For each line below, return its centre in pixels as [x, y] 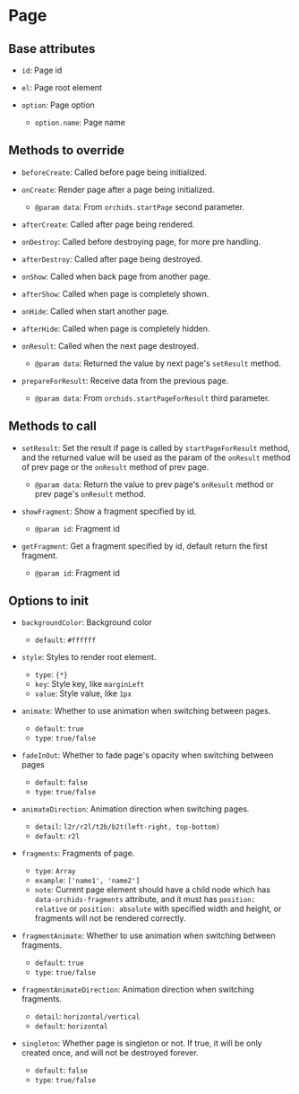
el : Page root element [61, 87]
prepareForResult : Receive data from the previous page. [125, 380]
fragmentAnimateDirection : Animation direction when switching [137, 990]
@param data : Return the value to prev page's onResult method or [154, 484]
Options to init [48, 601]
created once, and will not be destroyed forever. [110, 1053]
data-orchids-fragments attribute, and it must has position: [145, 899]
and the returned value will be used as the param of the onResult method [156, 457]
